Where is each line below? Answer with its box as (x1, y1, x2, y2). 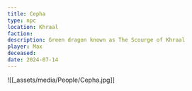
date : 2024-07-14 (7, 56, 59, 63)
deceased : (7, 50, 37, 57)
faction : (7, 30, 33, 37)
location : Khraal (7, 23, 59, 30)
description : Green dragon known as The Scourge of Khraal (7, 37, 186, 44)
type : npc (7, 17, 37, 24)
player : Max (7, 43, 43, 50)
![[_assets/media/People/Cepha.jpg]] (7, 75, 115, 84)
